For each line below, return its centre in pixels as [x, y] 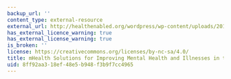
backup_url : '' [29, 13]
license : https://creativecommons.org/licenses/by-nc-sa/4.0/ [98, 52]
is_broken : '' [27, 45]
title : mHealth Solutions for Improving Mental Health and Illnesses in [113, 58]
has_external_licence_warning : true [59, 33]
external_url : [27, 26]
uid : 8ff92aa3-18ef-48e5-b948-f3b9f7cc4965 [70, 65]
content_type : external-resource [55, 20]
